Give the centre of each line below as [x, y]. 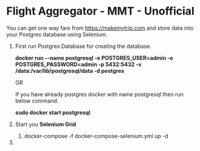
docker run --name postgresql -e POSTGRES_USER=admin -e [94, 58]
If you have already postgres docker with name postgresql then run [99, 94]
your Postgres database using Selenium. [57, 34]
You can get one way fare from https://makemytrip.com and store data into [100, 28]
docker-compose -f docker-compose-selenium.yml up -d [96, 136]
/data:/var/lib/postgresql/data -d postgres [70, 70]
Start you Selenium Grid [46, 124]
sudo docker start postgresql [53, 112]
